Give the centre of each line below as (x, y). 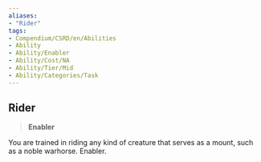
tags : (17, 30)
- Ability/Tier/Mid (41, 68)
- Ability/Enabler (39, 53)
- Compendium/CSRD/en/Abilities (62, 38)
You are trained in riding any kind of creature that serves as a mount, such (131, 143)
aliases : (23, 16)
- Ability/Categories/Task (53, 75)
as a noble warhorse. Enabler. (57, 151)
